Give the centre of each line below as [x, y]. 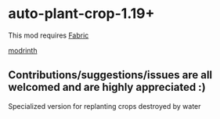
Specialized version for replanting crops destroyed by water [105, 106]
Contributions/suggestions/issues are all [110, 75]
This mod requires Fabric [49, 35]
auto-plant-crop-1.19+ [81, 14]
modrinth [23, 50]
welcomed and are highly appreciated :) [107, 87]
